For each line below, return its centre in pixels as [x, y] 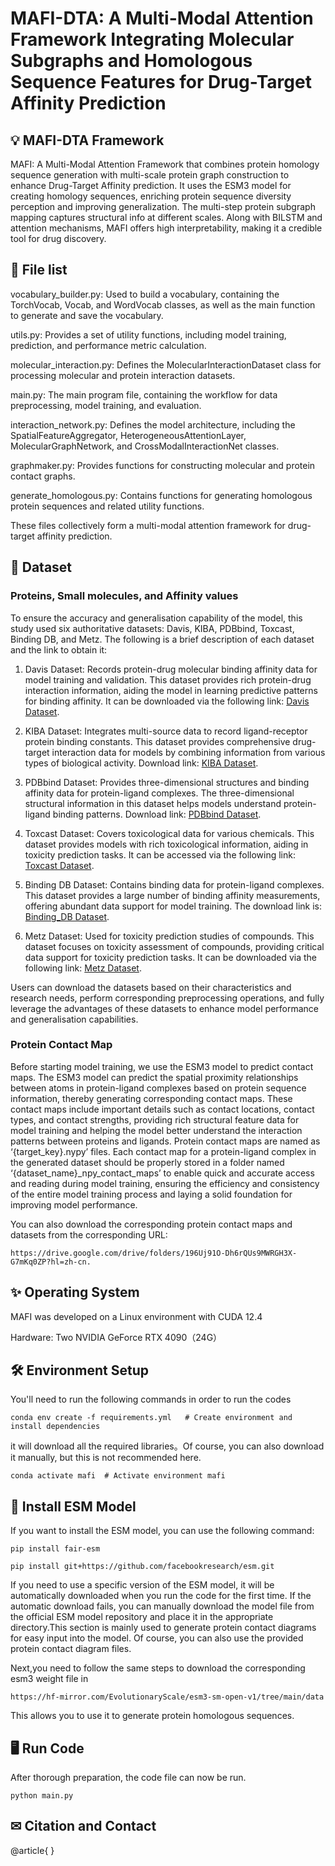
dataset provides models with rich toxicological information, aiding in [166, 844]
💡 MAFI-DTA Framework [87, 140]
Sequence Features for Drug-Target [161, 82]
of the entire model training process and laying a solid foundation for [151, 1194]
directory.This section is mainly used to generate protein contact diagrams [163, 1628]
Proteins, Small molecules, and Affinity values [124, 596]
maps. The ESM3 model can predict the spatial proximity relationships [154, 1077]
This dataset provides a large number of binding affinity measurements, [172, 895]
